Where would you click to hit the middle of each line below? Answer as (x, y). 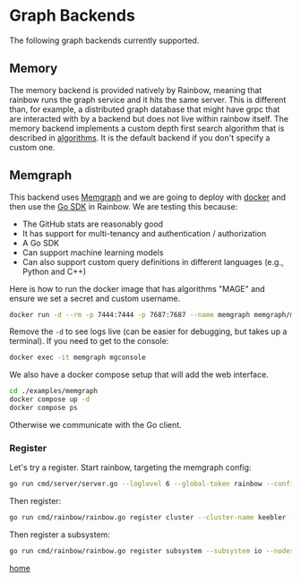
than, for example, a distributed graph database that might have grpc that (145, 109)
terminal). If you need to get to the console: (89, 341)
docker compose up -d (50, 399)
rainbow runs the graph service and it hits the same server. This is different (148, 99)
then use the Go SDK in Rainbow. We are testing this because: (124, 206)
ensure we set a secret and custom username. (95, 298)
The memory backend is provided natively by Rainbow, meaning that (136, 90)
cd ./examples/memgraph (54, 391)
